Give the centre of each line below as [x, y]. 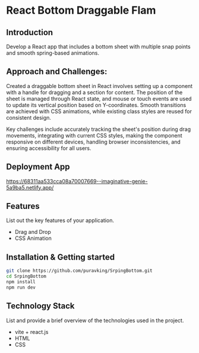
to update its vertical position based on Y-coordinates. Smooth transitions [96, 105]
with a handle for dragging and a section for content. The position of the [94, 92]
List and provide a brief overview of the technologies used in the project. [95, 320]
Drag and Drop [33, 232]
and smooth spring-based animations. [53, 53]
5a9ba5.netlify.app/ [30, 188]
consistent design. [29, 117]
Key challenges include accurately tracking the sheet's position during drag [99, 129]
